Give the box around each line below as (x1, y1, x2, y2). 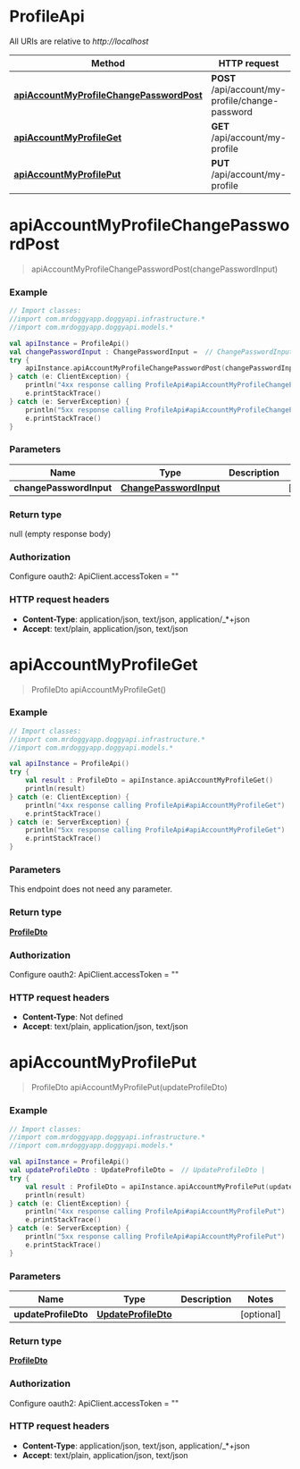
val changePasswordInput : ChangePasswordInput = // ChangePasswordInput (9, 347, 294, 357)
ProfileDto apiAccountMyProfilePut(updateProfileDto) (30, 1082, 228, 1093)
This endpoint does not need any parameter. (9, 884, 172, 894)
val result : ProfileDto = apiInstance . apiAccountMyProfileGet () (25, 776, 274, 785)
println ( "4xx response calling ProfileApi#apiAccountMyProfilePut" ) (25, 1207, 286, 1216)
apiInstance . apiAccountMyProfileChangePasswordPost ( (25, 364, 226, 373)
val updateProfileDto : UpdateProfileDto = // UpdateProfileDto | (9, 1166, 266, 1175)
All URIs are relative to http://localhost (9, 36, 149, 46)
